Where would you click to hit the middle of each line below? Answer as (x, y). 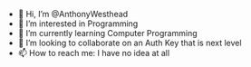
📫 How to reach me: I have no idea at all (94, 53)
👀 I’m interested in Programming (78, 24)
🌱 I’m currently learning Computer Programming (107, 33)
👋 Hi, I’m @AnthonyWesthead (73, 14)
